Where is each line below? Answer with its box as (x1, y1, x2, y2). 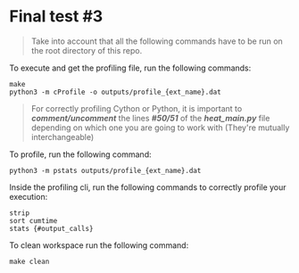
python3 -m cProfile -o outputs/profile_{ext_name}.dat (9, 87, 221, 96)
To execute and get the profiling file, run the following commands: (9, 62, 252, 73)
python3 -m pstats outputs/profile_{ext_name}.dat (9, 166, 202, 175)
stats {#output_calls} (9, 224, 94, 233)
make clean (9, 257, 50, 266)
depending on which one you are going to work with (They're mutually (30, 122, 290, 133)
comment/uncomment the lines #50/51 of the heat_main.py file (30, 112, 270, 123)
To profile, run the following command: (9, 149, 152, 160)
